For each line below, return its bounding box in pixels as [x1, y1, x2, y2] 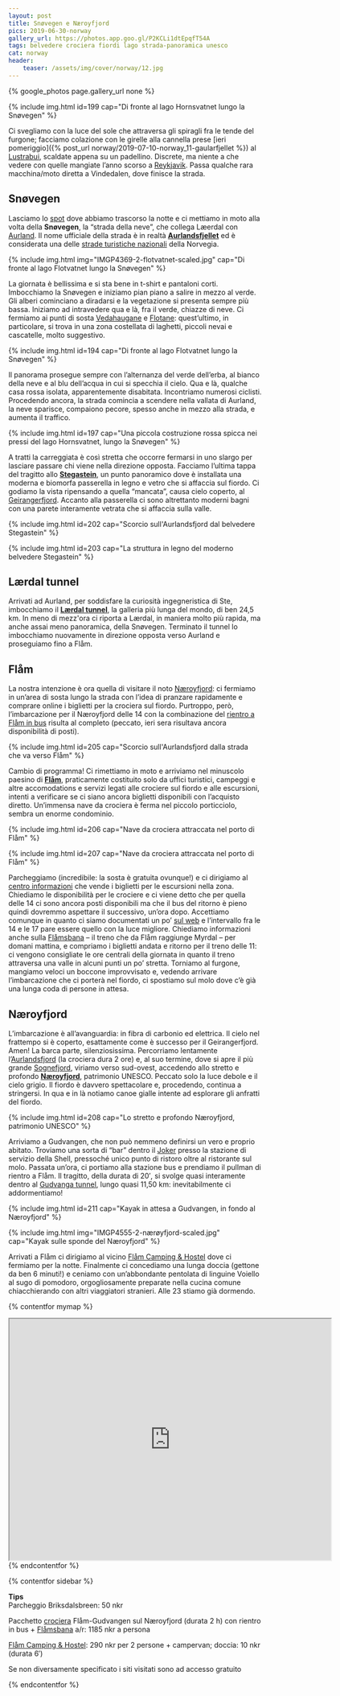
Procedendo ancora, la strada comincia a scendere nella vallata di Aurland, [8, 395, 256, 405]
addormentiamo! [8, 1188, 63, 1197]
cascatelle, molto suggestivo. [8, 330, 106, 340]
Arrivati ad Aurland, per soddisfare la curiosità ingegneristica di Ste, [8, 596, 233, 606]
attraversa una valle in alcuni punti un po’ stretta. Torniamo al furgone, [8, 958, 240, 968]
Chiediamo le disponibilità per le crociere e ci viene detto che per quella [8, 890, 246, 899]
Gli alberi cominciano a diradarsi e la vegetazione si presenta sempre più [8, 295, 249, 306]
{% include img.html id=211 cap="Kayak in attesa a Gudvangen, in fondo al [8, 1204, 256, 1213]
